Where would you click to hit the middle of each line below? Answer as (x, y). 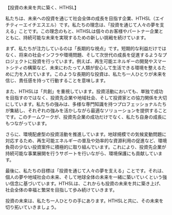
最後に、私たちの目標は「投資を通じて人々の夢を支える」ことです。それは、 (86, 171)
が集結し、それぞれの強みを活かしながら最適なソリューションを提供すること (86, 111)
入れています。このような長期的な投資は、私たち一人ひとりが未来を (95, 74)
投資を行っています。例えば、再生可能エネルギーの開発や (92, 61)
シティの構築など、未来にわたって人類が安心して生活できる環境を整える (85, 68)
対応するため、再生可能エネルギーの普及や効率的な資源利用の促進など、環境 (86, 141)
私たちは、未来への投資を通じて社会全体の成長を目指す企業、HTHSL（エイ (85, 18)
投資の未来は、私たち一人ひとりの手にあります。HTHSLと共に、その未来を (84, 201)
